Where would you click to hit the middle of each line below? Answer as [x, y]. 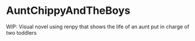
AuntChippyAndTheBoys [68, 11]
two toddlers [21, 32]
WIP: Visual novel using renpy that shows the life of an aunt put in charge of [98, 27]
